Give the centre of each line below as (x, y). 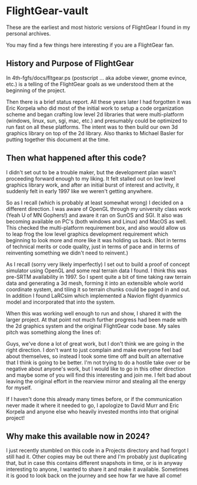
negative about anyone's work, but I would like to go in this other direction (96, 369)
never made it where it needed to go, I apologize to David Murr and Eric (93, 405)
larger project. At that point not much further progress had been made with (97, 320)
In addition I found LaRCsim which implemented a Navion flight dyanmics (95, 295)
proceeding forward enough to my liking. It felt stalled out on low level (91, 178)
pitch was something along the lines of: (54, 332)
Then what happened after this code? (76, 158)
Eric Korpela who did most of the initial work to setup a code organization (95, 108)
